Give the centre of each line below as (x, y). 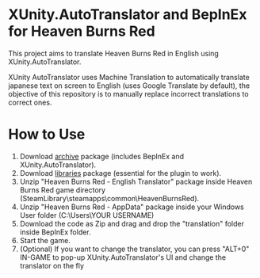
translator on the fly (52, 265)
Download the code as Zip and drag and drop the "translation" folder (132, 223)
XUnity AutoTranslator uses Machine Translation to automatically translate (129, 77)
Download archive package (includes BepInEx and (102, 156)
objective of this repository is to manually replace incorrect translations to (128, 93)
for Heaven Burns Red (82, 31)
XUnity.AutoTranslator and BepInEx (128, 15)
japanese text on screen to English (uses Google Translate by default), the (129, 86)
